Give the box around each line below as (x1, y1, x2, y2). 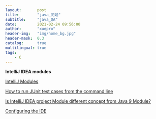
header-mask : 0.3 (5, 36, 44, 41)
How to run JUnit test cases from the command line (5, 88, 113, 95)
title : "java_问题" (5, 12, 61, 17)
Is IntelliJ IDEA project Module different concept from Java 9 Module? (5, 98, 151, 104)
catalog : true (5, 41, 47, 46)
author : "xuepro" (5, 26, 56, 32)
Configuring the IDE (5, 108, 47, 114)
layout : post (5, 7, 47, 13)
